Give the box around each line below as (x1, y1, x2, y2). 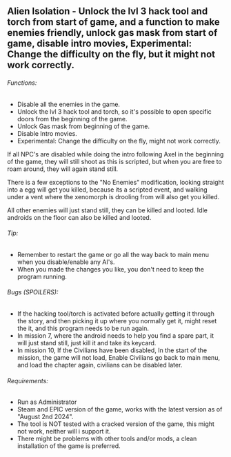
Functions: (7, 79, 37, 87)
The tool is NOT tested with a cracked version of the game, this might (17, 420, 215, 428)
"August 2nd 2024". (17, 413, 74, 421)
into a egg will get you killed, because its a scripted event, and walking (7, 185, 208, 194)
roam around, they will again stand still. (7, 165, 119, 173)
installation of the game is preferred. (17, 442, 121, 450)
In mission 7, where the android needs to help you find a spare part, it (17, 332, 214, 340)
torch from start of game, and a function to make (7, 17, 220, 28)
